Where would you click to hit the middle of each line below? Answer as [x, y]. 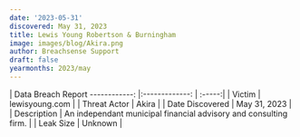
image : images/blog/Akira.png [67, 43]
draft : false [34, 60]
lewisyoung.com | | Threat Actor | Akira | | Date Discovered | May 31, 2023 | [150, 103]
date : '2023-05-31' [46, 18]
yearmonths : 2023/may [50, 69]
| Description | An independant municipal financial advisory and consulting [149, 113]
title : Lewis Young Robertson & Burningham [93, 34]
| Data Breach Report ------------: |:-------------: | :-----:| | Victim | [135, 94]
